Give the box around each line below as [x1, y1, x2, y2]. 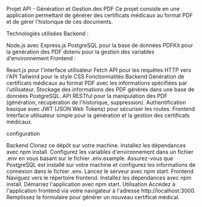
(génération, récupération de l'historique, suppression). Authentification [6, 99, 187, 106]
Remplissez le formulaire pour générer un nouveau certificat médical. [6, 194, 180, 200]
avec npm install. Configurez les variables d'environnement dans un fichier [6, 149, 193, 155]
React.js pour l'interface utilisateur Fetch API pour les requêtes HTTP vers [6, 66, 192, 74]
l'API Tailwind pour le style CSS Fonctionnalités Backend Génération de [6, 73, 184, 80]
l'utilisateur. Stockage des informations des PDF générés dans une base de [6, 86, 195, 93]
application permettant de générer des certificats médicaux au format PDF [6, 12, 193, 19]
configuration [6, 130, 40, 137]
